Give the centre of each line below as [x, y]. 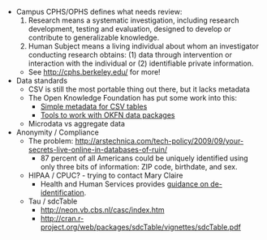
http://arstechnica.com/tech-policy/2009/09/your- [159, 141]
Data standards [41, 81]
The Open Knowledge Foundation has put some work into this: [133, 98]
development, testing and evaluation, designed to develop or [129, 29]
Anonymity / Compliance [57, 132]
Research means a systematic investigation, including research [133, 20]
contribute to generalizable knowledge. [94, 37]
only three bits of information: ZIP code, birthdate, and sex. [139, 167]
